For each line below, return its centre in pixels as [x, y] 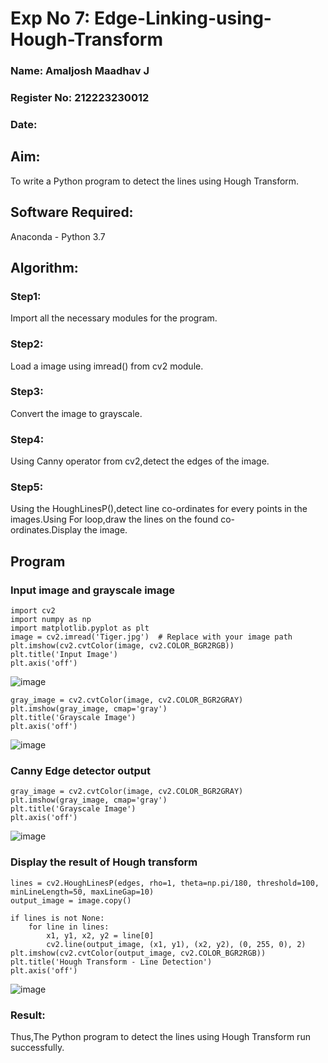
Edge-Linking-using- [182, 18]
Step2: [27, 344]
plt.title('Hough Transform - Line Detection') [111, 962]
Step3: [27, 392]
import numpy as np [51, 620]
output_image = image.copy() [71, 900]
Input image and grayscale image [93, 590]
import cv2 [33, 611]
